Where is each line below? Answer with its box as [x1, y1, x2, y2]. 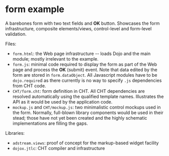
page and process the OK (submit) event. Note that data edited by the [12, 67, 157, 73]
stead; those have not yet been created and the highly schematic [12, 115, 147, 121]
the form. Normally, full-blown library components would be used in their [12, 110, 163, 116]
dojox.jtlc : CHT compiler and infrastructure [12, 145, 105, 151]
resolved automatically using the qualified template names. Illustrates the [12, 93, 164, 99]
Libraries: [5, 130, 25, 136]
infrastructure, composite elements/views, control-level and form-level [5, 25, 152, 31]
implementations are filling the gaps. [12, 120, 88, 126]
